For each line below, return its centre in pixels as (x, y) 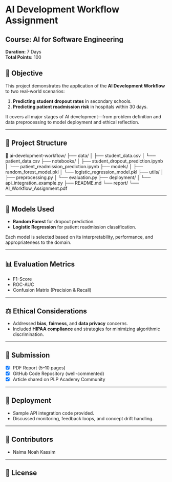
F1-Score (22, 279)
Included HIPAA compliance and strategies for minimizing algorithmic (86, 329)
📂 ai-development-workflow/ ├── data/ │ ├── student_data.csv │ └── (81, 155)
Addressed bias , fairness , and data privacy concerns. (70, 324)
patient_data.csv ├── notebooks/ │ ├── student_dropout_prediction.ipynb (84, 161)
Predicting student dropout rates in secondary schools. (72, 101)
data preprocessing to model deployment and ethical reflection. (72, 122)
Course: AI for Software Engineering (64, 39)
